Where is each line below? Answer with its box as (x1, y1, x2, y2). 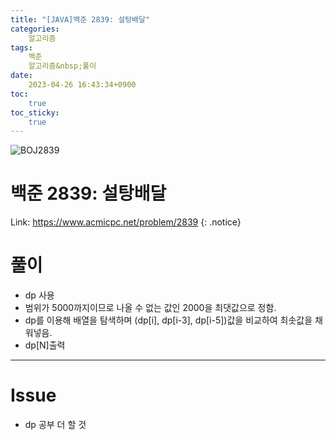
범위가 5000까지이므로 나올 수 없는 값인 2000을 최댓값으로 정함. (24, 302, 277, 314)
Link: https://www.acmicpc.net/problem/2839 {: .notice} (10, 216, 242, 228)
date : (10, 71, 33, 81)
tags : (10, 42, 33, 53)
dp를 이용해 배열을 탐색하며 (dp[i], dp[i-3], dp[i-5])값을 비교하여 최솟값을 (24, 314, 313, 326)
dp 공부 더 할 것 (24, 419, 87, 431)
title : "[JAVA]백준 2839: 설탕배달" (10, 14, 151, 25)
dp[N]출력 (24, 339, 66, 351)
